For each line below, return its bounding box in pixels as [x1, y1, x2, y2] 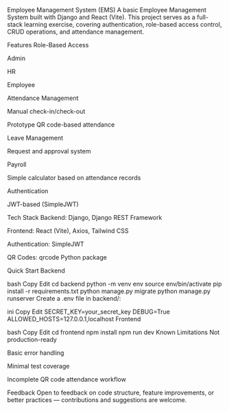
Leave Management [7, 134, 64, 142]
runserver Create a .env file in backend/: [7, 295, 121, 302]
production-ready [7, 336, 57, 343]
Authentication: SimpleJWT [7, 240, 84, 248]
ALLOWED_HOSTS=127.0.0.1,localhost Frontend [7, 315, 141, 323]
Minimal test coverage [7, 362, 70, 370]
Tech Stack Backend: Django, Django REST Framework [7, 214, 162, 221]
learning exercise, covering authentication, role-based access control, [23, 21, 222, 28]
